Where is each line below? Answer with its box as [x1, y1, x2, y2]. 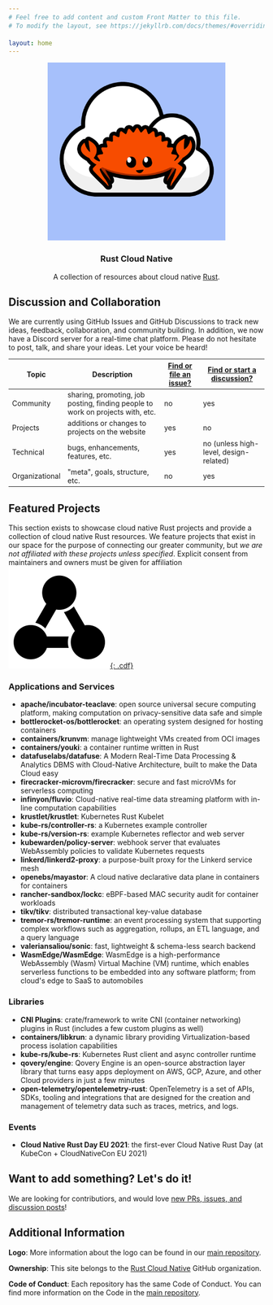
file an [169, 369, 191, 379]
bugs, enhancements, [67, 443, 140, 453]
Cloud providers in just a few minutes [19, 1075, 145, 1085]
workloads [19, 898, 56, 908]
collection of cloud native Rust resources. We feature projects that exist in [8, 532, 256, 542]
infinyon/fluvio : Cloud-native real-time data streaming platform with [19, 794, 249, 804]
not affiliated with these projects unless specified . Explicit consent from [8, 549, 249, 559]
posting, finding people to [67, 398, 154, 408]
